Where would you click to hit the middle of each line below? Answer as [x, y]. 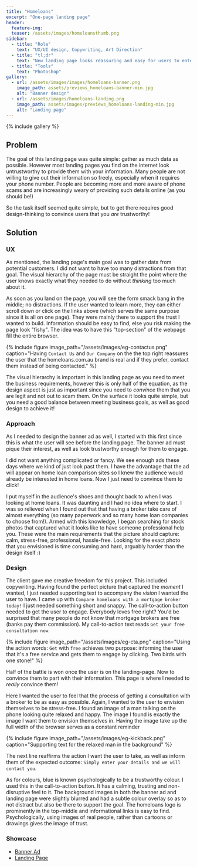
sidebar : [17, 39]
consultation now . [28, 630]
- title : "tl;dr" [33, 55]
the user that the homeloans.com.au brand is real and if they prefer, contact [97, 359]
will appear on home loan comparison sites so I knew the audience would [95, 473]
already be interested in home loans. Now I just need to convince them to [94, 479]
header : [16, 22]
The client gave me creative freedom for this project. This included [86, 581]
